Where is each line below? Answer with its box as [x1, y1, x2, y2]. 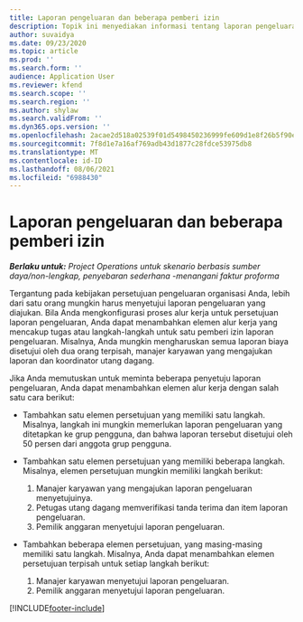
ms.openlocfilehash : [9, 131, 87, 140]
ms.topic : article [9, 47, 78, 56]
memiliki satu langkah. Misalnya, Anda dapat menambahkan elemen [22, 549, 275, 560]
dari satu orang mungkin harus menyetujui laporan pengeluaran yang [9, 297, 266, 308]
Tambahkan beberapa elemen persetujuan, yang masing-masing [22, 539, 263, 550]
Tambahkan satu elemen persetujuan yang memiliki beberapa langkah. [22, 456, 286, 466]
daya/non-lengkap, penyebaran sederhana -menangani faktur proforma [9, 270, 280, 281]
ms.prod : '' [9, 55, 54, 64]
